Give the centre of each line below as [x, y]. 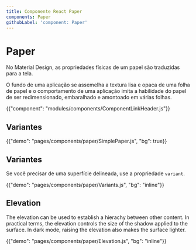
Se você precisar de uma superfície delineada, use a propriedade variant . [96, 173]
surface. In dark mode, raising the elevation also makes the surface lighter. [96, 230]
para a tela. [20, 74]
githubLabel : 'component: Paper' [47, 22]
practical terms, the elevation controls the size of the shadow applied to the [97, 223]
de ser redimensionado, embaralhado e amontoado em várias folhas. [89, 98]
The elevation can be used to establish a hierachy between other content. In [98, 217]
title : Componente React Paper [44, 11]
